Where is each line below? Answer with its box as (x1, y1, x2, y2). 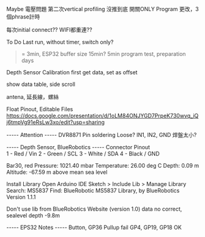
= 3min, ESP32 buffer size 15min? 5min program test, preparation (21, 50, 186, 57)
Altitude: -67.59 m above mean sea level (6, 168, 108, 176)
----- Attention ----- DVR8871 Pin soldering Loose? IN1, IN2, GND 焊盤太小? (6, 131, 197, 138)
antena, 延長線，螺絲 (6, 93, 59, 100)
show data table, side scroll (6, 80, 75, 88)
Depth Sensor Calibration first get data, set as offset (6, 69, 138, 76)
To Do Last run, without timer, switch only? (6, 39, 114, 45)
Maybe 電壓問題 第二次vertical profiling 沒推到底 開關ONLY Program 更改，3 (6, 6, 199, 12)
